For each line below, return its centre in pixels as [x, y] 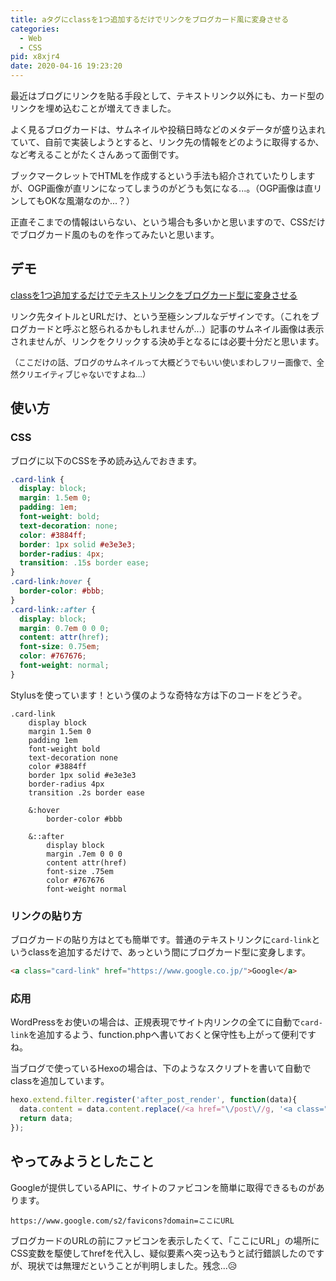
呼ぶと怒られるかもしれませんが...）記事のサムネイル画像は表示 [193, 328]
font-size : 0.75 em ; [60, 647]
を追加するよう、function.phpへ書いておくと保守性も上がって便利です [172, 1035]
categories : [35, 29]
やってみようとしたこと [82, 1161]
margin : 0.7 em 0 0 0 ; [64, 628]
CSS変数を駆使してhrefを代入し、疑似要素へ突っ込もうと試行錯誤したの [159, 1253]
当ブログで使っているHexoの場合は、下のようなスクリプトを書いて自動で [161, 1068]
